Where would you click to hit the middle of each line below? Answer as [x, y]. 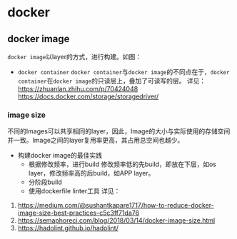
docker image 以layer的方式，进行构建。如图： [74, 57]
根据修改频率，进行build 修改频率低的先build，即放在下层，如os [122, 164]
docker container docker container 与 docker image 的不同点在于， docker [123, 72]
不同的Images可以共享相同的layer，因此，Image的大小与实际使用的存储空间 [119, 131]
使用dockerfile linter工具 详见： [74, 191]
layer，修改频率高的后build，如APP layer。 [91, 173]
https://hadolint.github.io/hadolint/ [68, 228]
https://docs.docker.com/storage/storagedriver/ [88, 96]
